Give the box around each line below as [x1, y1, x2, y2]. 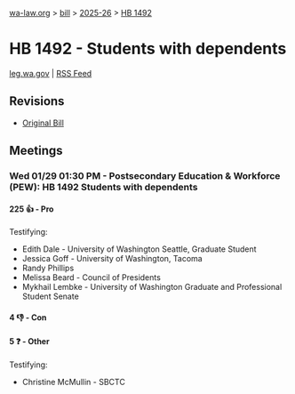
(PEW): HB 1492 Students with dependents [9, 181, 198, 194]
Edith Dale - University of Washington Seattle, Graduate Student [21, 244, 257, 254]
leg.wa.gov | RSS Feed [9, 68, 92, 78]
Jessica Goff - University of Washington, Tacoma [21, 253, 203, 264]
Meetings [9, 143, 64, 158]
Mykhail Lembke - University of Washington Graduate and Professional [21, 282, 283, 293]
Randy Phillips [21, 262, 75, 274]
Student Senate [21, 291, 80, 302]
